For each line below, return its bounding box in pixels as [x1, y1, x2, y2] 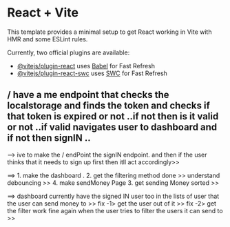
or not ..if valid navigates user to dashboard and [7, 121, 218, 133]
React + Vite [7, 5, 79, 21]
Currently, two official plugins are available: [7, 48, 130, 57]
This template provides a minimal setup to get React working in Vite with [7, 28, 212, 36]
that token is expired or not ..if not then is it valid [7, 110, 219, 122]
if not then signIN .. [7, 132, 91, 144]
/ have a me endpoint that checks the [7, 89, 170, 101]
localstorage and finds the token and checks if [7, 100, 210, 112]
